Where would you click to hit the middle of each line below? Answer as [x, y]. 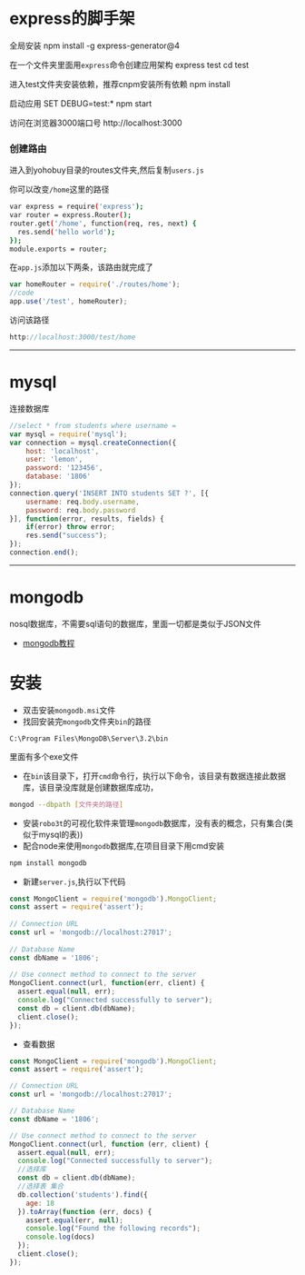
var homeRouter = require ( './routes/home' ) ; [95, 284]
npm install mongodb [49, 863]
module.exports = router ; [58, 249]
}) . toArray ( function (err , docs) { [85, 1211]
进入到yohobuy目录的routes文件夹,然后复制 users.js [107, 170]
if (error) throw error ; [71, 527]
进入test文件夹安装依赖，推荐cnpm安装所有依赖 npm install [120, 84]
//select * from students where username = [93, 425]
